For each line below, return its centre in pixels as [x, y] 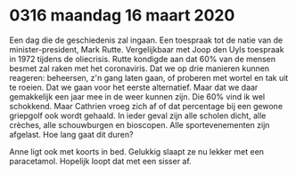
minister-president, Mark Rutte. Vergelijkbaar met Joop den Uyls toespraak [147, 49]
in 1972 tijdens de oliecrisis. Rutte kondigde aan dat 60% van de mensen [143, 59]
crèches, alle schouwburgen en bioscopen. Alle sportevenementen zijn [140, 124]
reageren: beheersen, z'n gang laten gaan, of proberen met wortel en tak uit [149, 77]
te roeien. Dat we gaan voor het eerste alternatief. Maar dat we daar [134, 87]
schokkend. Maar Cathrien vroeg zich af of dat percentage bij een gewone [146, 106]
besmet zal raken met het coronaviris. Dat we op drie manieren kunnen [140, 68]
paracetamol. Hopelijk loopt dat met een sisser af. [100, 161]
